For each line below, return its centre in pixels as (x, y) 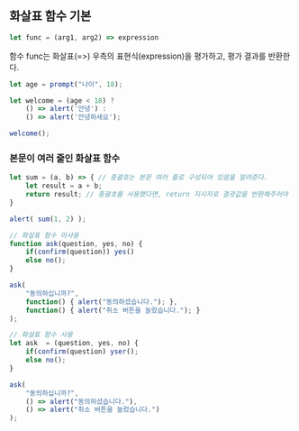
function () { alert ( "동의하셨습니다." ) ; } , (102, 302)
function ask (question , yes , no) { (76, 243)
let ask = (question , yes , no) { (74, 344)
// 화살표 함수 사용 (41, 335)
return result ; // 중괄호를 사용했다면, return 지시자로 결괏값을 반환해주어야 (157, 195)
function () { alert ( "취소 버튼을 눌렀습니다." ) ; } (113, 310)
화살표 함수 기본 (50, 16)
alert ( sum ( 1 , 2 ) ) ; (48, 219)
